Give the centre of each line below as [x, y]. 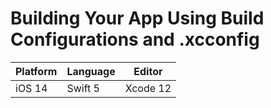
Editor [148, 71]
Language [91, 71]
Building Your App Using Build [137, 18]
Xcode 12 [148, 88]
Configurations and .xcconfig [135, 39]
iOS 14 [31, 88]
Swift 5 [83, 88]
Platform [36, 71]
